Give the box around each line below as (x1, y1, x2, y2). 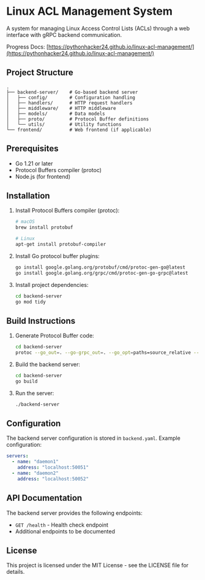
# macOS (15, 219, 35, 225)
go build (15, 378, 38, 385)
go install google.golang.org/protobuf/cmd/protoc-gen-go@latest (15, 264, 185, 270)
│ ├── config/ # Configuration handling (6, 94, 136, 101)
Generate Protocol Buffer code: (15, 332, 94, 339)
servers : (6, 453, 29, 459)
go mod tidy (15, 299, 46, 305)
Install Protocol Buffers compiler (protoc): (15, 207, 120, 214)
